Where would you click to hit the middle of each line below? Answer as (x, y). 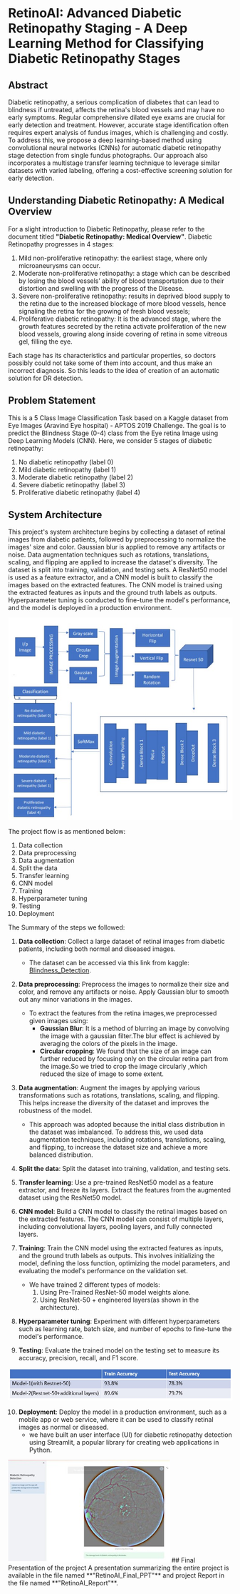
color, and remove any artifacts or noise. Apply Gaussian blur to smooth (124, 992)
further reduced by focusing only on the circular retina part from (134, 1058)
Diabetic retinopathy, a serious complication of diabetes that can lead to (114, 102)
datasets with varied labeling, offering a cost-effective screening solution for (120, 170)
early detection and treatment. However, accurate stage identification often (118, 125)
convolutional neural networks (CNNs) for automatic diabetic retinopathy (115, 148)
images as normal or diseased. (63, 1428)
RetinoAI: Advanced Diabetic (95, 13)
